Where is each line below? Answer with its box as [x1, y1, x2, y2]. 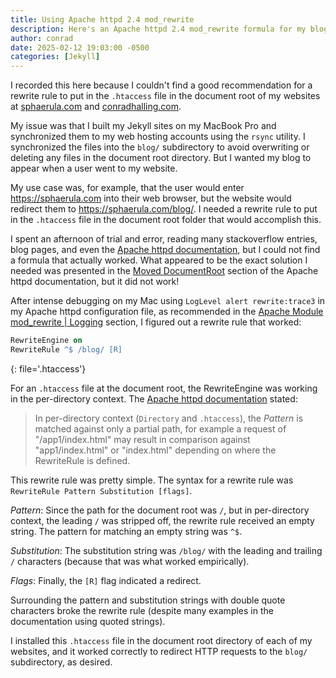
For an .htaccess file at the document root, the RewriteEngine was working [10, 382, 318, 394]
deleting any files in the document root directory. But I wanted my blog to [10, 152, 312, 164]
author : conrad [10, 33, 74, 43]
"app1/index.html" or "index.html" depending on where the [34, 444, 277, 456]
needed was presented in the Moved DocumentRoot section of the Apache [10, 265, 319, 277]
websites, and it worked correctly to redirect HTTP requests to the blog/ [10, 645, 308, 657]
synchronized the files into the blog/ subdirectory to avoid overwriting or [10, 141, 310, 153]
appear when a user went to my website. [10, 162, 178, 175]
